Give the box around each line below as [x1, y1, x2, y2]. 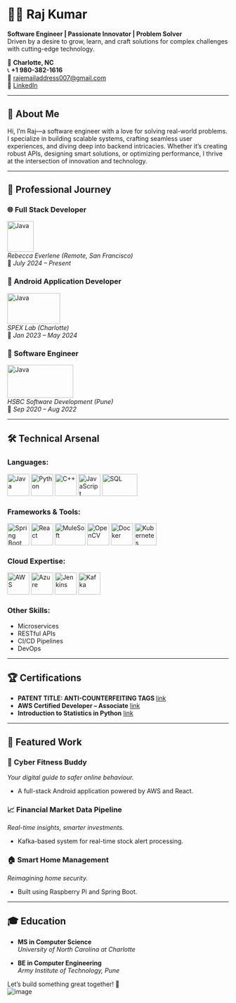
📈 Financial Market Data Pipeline [7, 805, 123, 815]
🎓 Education [7, 915, 67, 928]
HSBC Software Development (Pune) [7, 398, 114, 406]
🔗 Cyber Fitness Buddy [7, 757, 88, 767]
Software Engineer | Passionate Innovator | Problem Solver [7, 30, 183, 38]
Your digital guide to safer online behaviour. [7, 774, 134, 782]
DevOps [17, 644, 41, 652]
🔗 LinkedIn [7, 81, 38, 89]
